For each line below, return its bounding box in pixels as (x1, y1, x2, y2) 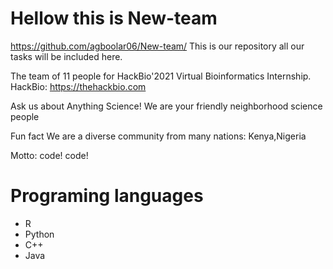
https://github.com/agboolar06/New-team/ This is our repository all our (10, 40, 305, 52)
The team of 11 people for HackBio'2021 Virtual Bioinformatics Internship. (10, 70, 312, 82)
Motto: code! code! (10, 149, 89, 161)
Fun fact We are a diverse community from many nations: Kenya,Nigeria (10, 130, 307, 142)
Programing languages (10, 185, 204, 207)
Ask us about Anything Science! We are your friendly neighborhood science (10, 100, 323, 112)
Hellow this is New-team (10, 7, 218, 30)
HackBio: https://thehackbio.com (10, 80, 147, 92)
